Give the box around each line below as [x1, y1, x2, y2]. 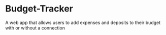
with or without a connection [5, 24, 65, 30]
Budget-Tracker [5, 3, 74, 14]
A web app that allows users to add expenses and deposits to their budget [5, 19, 161, 25]
